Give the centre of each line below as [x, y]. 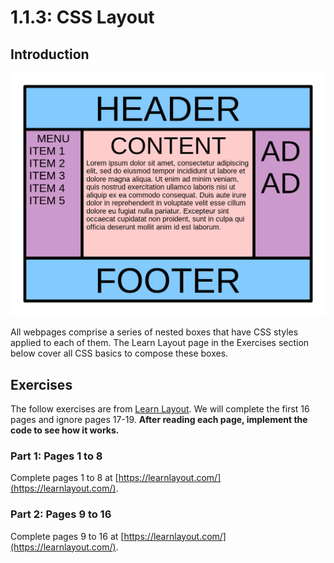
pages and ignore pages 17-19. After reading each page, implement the [159, 420]
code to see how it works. [65, 430]
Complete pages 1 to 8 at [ [64, 478]
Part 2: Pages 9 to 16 [61, 514]
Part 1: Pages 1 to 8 [56, 456]
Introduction [50, 54]
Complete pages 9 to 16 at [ [67, 536]
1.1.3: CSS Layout [82, 17]
